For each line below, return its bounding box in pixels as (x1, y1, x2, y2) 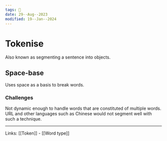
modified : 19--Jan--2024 (5, 16, 57, 21)
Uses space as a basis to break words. (5, 82, 84, 88)
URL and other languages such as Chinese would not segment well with (5, 111, 152, 117)
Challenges (5, 94, 33, 101)
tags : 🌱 (5, 7, 21, 12)
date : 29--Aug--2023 (5, 12, 48, 17)
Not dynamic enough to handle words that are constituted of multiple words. (5, 105, 162, 112)
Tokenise (5, 38, 44, 49)
